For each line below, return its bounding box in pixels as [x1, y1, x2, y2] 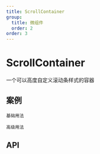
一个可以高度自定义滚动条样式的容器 [6, 76, 95, 84]
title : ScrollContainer [6, 8, 65, 15]
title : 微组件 [11, 20, 44, 25]
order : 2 [11, 25, 33, 31]
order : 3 [6, 31, 28, 37]
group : [6, 14, 22, 20]
